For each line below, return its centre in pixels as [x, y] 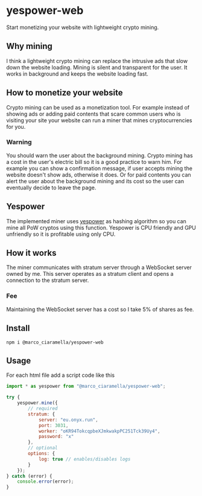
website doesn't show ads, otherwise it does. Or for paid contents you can [99, 175]
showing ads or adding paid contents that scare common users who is [93, 114]
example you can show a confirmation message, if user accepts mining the [99, 168]
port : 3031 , [53, 425]
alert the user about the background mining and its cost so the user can [95, 181]
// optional [43, 448]
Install [18, 328]
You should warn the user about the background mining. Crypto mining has [99, 155]
